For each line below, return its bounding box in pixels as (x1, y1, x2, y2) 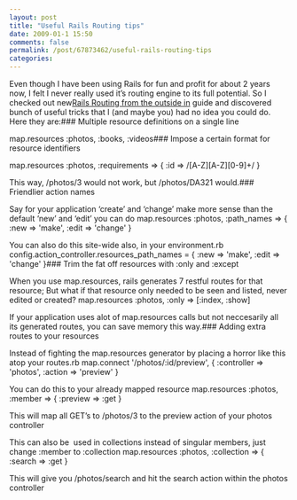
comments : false (9, 37, 69, 47)
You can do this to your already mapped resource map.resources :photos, (9, 384, 279, 395)
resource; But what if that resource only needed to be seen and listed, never (9, 285, 288, 295)
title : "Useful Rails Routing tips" (9, 21, 145, 30)
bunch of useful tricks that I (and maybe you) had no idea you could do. (9, 107, 271, 117)
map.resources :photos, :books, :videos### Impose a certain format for (9, 134, 270, 144)
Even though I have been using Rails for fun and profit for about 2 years (9, 79, 270, 89)
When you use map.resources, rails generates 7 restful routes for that (9, 276, 263, 286)
